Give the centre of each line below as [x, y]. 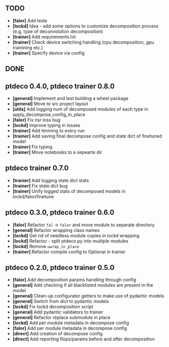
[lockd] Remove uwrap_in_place [46, 246]
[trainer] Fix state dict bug [40, 186]
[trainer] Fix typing [32, 147]
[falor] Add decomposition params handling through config [74, 280]
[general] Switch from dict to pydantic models [61, 301]
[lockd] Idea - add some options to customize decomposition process [86, 26]
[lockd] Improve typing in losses [46, 125]
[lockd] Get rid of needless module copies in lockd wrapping [76, 235]
